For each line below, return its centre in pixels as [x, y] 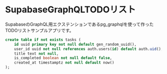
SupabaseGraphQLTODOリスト [71, 10]
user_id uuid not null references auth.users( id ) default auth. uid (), [89, 49]
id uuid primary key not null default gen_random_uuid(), [75, 44]
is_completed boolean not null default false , [63, 58]
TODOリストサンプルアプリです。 [40, 30]
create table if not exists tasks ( [43, 39]
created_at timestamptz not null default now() [64, 63]
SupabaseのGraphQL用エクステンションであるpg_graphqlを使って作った [80, 24]
